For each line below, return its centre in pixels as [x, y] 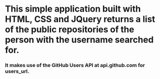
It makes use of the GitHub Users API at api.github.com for [75, 65]
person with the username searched [79, 40]
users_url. [17, 71]
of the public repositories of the [70, 30]
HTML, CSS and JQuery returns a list [80, 19]
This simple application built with [73, 9]
